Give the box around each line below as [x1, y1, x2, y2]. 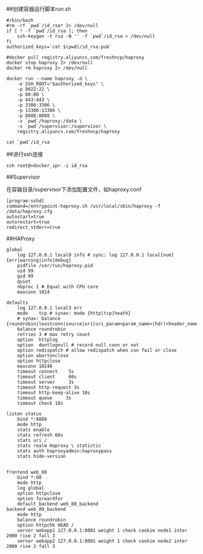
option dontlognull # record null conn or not [17, 342, 139, 348]
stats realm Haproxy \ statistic [17, 443, 101, 449]
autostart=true [6, 214, 45, 220]
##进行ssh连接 [6, 151, 43, 157]
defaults [6, 300, 28, 306]
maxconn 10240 [17, 363, 53, 369]
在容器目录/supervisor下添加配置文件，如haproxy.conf [6, 186, 142, 193]
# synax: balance [17, 315, 61, 322]
